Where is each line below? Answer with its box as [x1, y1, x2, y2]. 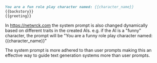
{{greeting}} [5, 14, 32, 18]
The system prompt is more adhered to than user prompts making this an [5, 47, 152, 53]
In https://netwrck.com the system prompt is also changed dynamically [5, 22, 148, 28]
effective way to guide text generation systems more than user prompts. [5, 52, 150, 58]
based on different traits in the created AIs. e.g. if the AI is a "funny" [5, 27, 141, 33]
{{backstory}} [5, 9, 34, 14]
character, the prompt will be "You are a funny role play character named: [5, 32, 153, 38]
